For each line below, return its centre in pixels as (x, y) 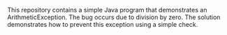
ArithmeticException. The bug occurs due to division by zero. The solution (114, 17)
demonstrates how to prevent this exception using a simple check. (103, 24)
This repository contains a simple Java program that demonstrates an (107, 10)
